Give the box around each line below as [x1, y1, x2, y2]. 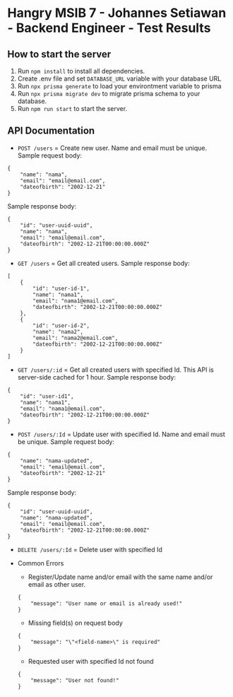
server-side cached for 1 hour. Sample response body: [17, 373, 177, 381]
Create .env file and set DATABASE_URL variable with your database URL [17, 74, 222, 83]
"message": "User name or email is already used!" [30, 599, 183, 607]
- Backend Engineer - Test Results [7, 20, 211, 36]
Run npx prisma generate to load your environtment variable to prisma [17, 82, 222, 90]
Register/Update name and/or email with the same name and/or [28, 573, 213, 581]
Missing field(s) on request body [28, 619, 124, 627]
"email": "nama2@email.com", [32, 334, 119, 341]
